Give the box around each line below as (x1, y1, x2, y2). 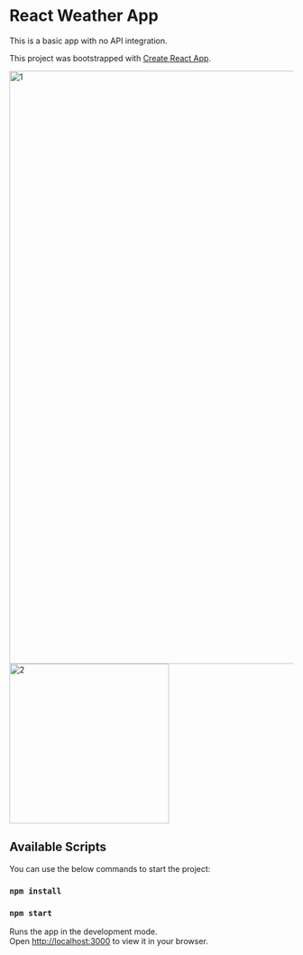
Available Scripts (9, 839, 106, 855)
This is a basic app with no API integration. (9, 35, 168, 46)
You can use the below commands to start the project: (9, 863, 211, 874)
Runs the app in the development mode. (9, 926, 158, 937)
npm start (9, 908, 52, 918)
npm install (9, 885, 62, 896)
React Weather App (9, 5, 160, 26)
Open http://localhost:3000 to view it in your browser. (9, 935, 209, 946)
